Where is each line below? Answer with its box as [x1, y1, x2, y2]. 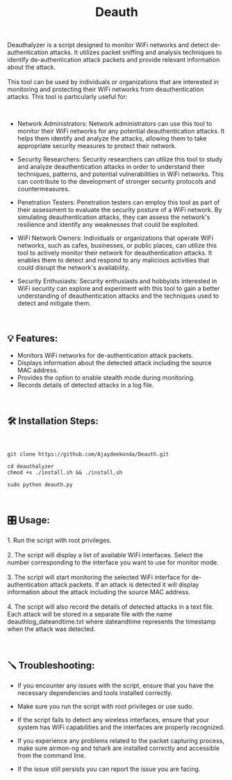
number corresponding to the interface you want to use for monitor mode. [7, 558, 219, 567]
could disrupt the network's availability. [17, 263, 130, 271]
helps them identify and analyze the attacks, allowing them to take [17, 134, 207, 143]
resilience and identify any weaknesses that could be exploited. [17, 220, 199, 228]
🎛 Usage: [7, 514, 51, 526]
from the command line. [17, 751, 86, 760]
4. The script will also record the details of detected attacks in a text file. [7, 603, 214, 611]
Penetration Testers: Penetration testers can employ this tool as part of [17, 198, 220, 206]
